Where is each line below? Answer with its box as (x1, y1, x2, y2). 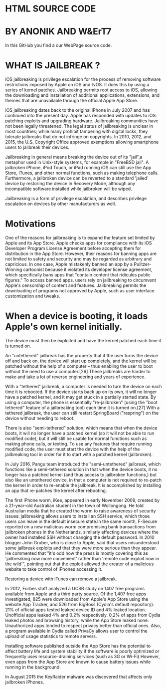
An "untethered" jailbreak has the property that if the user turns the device (5, 352, 159, 358)
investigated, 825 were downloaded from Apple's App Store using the (5, 596, 149, 602)
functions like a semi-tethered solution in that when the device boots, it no (5, 466, 158, 472)
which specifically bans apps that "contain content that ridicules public (5, 272, 151, 277)
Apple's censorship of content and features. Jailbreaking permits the (5, 282, 147, 288)
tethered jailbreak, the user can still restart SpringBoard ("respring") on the (5, 410, 159, 416)
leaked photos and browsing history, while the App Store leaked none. (5, 617, 150, 623)
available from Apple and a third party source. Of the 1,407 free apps (5, 591, 147, 597)
